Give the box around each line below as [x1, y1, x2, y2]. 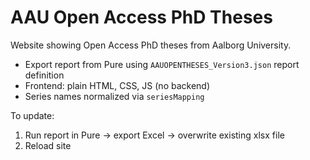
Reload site [24, 139, 72, 151]
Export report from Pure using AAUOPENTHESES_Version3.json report [24, 58, 300, 70]
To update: [10, 109, 55, 121]
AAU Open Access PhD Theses [10, 6, 273, 29]
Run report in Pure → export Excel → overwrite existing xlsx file [24, 129, 285, 141]
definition [24, 69, 65, 81]
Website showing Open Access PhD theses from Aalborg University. [10, 39, 292, 51]
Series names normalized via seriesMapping [24, 90, 205, 102]
